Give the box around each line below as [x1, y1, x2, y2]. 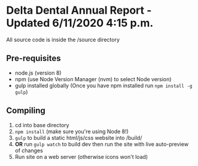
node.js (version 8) [14, 69, 62, 76]
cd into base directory [14, 121, 70, 128]
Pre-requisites [6, 53, 61, 63]
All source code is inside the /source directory [6, 36, 120, 43]
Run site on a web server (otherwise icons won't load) [14, 153, 148, 160]
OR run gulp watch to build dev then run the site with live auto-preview [14, 140, 189, 147]
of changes [14, 147, 43, 154]
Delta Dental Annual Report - [6, 4, 152, 17]
